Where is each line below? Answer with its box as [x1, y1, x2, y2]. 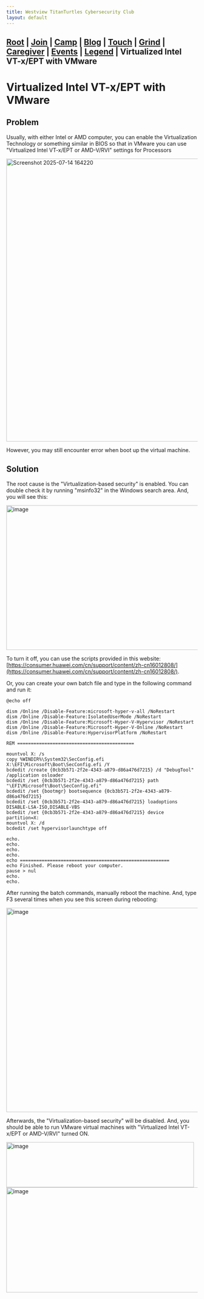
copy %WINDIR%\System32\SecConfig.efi [6, 756, 104, 763]
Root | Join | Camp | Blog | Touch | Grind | [6, 37, 166, 47]
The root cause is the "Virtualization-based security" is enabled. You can [6, 480, 189, 487]
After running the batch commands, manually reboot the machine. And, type [6, 889, 197, 896]
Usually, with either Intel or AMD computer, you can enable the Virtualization [6, 133, 197, 140]
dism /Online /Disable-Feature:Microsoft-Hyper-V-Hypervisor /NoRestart [6, 719, 194, 725]
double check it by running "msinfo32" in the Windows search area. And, [6, 487, 189, 494]
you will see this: [6, 493, 49, 500]
